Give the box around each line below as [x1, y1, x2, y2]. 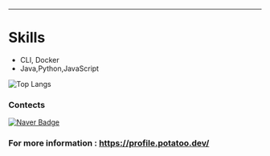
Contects [8, 99, 46, 110]
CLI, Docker [19, 55, 59, 64]
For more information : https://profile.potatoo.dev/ [8, 138, 210, 149]
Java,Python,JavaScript [19, 64, 99, 73]
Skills [8, 29, 46, 47]
